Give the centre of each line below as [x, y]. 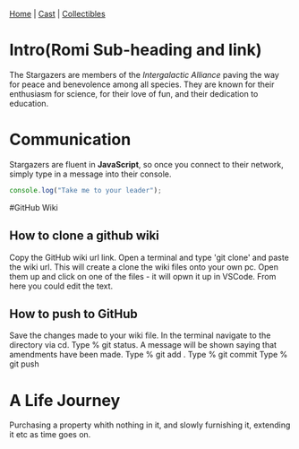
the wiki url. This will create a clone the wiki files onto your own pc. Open [144, 267]
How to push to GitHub [74, 314]
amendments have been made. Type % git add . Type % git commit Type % [149, 355]
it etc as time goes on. [50, 435]
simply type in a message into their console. [90, 174]
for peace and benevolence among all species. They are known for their [142, 84]
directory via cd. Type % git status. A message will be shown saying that [143, 345]
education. [29, 103]
